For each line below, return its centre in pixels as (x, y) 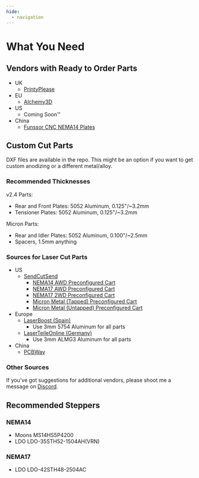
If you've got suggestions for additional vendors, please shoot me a (89, 380)
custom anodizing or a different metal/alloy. (59, 166)
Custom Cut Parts (40, 145)
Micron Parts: (23, 224)
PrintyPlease (39, 89)
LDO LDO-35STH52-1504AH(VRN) (57, 441)
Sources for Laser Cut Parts (47, 257)
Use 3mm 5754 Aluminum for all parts (79, 327)
